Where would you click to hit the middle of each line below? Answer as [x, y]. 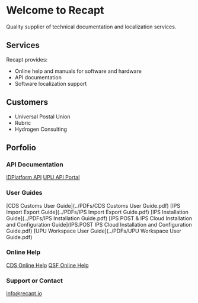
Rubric [23, 123]
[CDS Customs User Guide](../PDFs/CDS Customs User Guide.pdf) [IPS [93, 205]
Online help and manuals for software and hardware [78, 71]
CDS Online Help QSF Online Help [47, 265]
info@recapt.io [24, 294]
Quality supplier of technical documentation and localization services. [91, 27]
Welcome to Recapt [55, 10]
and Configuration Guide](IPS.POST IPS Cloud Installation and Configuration [99, 224]
